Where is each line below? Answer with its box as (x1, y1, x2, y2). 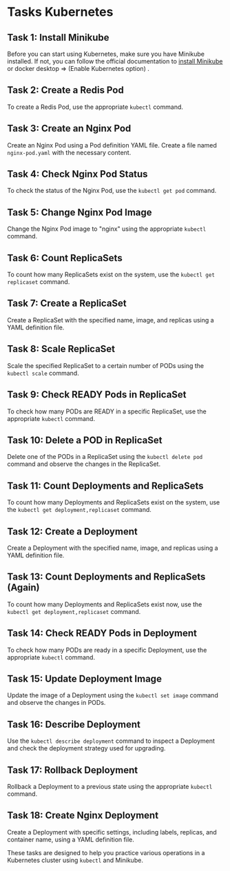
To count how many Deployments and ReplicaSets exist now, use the (7, 600, 202, 608)
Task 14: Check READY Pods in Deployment (7, 628, 198, 639)
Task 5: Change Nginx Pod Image (7, 206, 153, 218)
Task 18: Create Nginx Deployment (7, 810, 159, 821)
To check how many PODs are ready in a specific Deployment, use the (7, 646, 207, 654)
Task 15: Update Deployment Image (7, 673, 162, 684)
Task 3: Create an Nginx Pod (7, 123, 132, 134)
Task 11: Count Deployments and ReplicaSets (7, 480, 205, 491)
